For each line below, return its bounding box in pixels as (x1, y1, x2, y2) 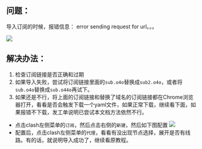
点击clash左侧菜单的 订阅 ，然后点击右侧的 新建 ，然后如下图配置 (14, 121, 168, 128)
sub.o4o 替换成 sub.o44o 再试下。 (14, 86, 93, 93)
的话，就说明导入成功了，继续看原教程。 (31, 136, 131, 144)
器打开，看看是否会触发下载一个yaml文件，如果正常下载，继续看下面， (14, 101, 191, 108)
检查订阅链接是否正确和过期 (14, 71, 84, 78)
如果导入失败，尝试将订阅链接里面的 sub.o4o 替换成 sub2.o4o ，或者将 (14, 78, 183, 86)
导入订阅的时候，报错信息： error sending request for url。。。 (6, 23, 158, 30)
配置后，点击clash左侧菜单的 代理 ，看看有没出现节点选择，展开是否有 (14, 128, 186, 136)
